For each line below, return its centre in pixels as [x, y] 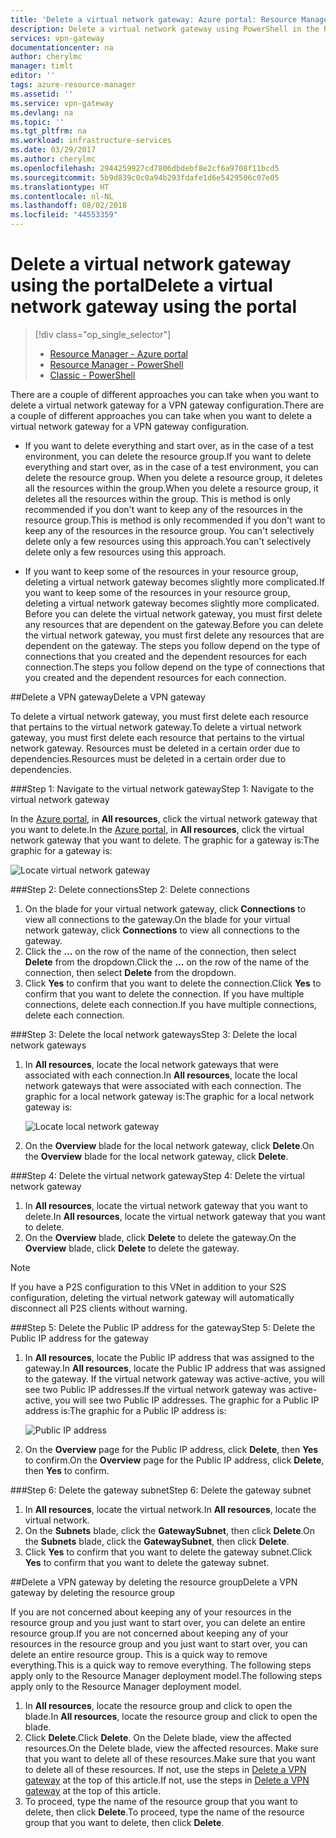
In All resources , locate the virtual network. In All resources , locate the [170, 1509]
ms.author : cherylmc [53, 159]
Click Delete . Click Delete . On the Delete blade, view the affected [158, 1737]
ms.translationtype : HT [60, 187]
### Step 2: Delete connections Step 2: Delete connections [130, 889]
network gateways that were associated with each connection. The [163, 1085]
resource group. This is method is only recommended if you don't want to [175, 520]
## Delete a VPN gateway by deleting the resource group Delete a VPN [154, 1582]
